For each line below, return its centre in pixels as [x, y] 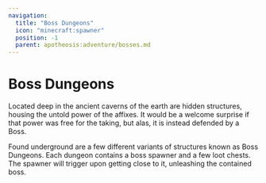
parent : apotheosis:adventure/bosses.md [83, 45]
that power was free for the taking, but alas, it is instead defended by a [124, 123]
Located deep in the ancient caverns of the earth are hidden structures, [125, 106]
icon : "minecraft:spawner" [60, 30]
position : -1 [37, 38]
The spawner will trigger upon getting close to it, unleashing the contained [130, 164]
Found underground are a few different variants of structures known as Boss [133, 147]
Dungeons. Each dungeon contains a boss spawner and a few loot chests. [130, 155]
